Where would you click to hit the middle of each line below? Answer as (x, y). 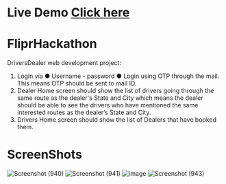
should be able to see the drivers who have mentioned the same (108, 105)
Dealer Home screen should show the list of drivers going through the (115, 91)
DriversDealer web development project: (64, 63)
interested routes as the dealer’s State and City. (84, 113)
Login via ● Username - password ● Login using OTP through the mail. (118, 76)
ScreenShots (45, 155)
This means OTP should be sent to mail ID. (77, 83)
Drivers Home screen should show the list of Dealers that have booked (117, 120)
